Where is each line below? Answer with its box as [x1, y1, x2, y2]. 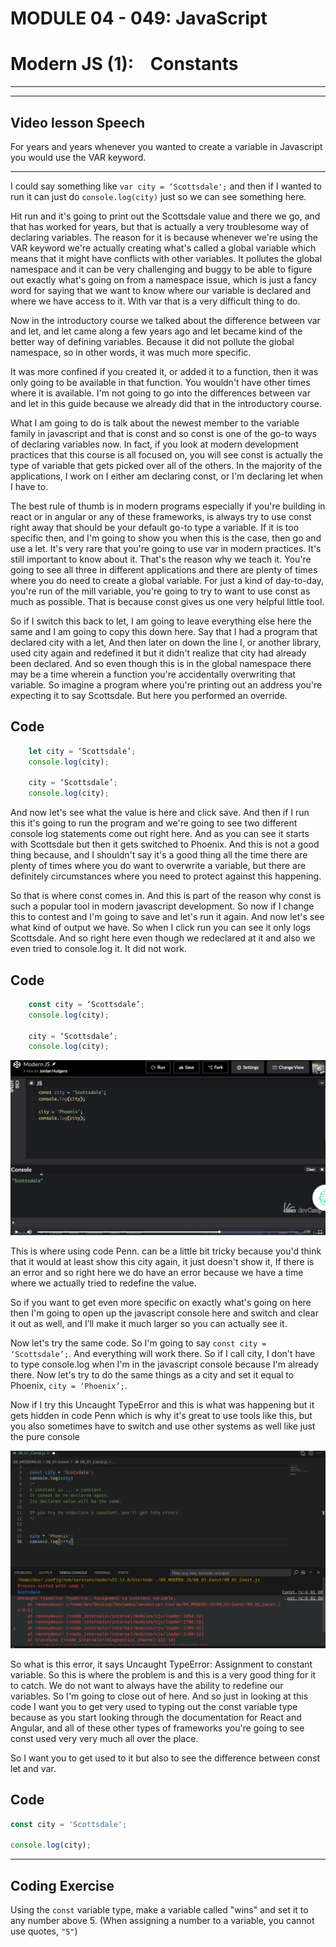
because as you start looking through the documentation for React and [10, 1711, 302, 1723]
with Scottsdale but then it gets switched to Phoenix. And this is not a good [10, 838, 320, 851]
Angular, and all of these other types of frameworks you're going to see [10, 1722, 305, 1734]
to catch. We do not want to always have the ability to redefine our [10, 1679, 284, 1691]
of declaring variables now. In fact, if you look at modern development [10, 438, 299, 450]
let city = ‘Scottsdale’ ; [28, 746, 137, 756]
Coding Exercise [10, 1877, 115, 1894]
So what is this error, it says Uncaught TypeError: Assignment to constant [10, 1658, 313, 1670]
